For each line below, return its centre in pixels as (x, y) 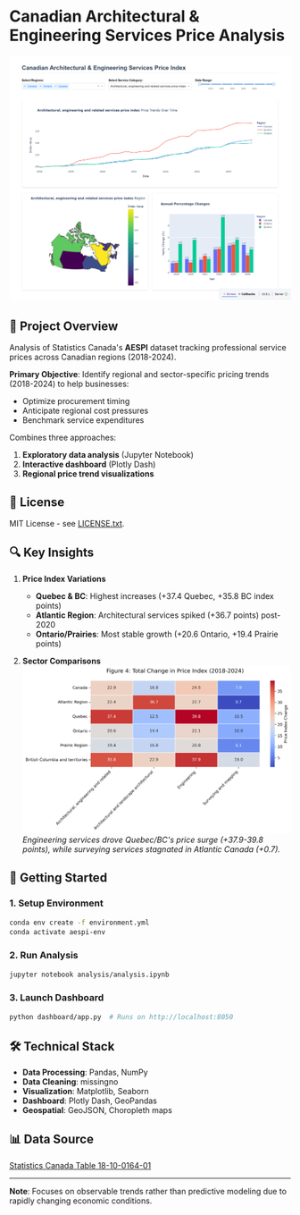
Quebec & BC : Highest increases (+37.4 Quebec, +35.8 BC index (154, 595)
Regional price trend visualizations (88, 474)
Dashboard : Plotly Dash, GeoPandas (90, 1101)
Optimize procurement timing (76, 401)
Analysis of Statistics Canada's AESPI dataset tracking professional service (148, 348)
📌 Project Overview (64, 326)
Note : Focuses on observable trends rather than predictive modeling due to (148, 1191)
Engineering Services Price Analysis (147, 35)
